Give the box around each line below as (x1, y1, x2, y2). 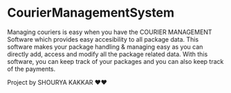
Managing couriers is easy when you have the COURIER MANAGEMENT (7, 28, 212, 36)
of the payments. (7, 65, 56, 73)
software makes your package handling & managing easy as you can (7, 42, 203, 51)
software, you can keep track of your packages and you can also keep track (7, 57, 224, 65)
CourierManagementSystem (7, 5, 175, 21)
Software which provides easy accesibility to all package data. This (7, 35, 199, 43)
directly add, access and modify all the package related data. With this (7, 50, 208, 58)
